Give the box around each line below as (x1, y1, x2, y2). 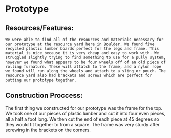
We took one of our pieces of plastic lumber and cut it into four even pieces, (5, 110, 166, 116)
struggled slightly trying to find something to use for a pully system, (5, 55, 166, 60)
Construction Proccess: (5, 91, 83, 100)
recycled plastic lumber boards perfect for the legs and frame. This (5, 46, 159, 51)
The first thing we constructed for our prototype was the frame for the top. (5, 105, 163, 111)
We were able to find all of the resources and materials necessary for (5, 37, 164, 42)
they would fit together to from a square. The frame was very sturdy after (5, 121, 160, 127)
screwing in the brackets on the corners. (5, 127, 91, 133)
